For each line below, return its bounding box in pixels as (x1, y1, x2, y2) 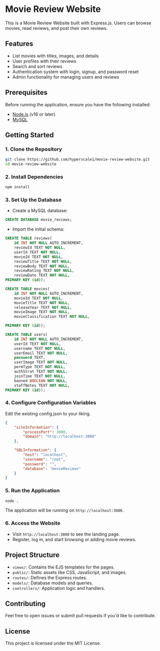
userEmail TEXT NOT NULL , (14, 350, 68, 356)
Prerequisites (5, 88, 48, 97)
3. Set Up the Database (5, 196, 62, 203)
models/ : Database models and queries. (12, 580, 93, 586)
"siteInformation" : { (14, 425, 59, 430)
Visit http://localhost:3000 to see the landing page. (12, 531, 120, 537)
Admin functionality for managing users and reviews (12, 74, 119, 80)
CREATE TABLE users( (5, 332, 48, 337)
